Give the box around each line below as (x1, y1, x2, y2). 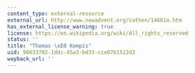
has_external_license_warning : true (7, 23, 114, 30)
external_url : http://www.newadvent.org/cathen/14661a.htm (7, 17, 182, 24)
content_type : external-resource (7, 10, 104, 17)
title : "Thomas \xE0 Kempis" (7, 42, 92, 49)
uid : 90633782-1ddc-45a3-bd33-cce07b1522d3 (7, 49, 136, 56)
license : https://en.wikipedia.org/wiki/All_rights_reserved (7, 29, 189, 37)
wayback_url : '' (7, 56, 54, 63)
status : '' (7, 36, 39, 43)
